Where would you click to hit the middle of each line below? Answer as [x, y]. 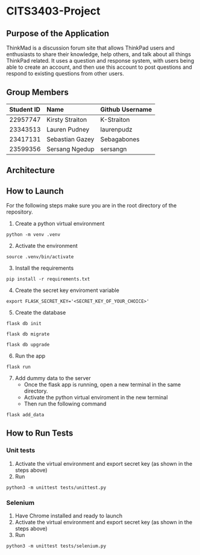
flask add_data [25, 415]
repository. [20, 212]
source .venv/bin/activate [40, 257]
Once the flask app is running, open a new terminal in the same [102, 385]
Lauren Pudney [68, 129]
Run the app [30, 356]
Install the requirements [44, 268]
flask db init [24, 324]
